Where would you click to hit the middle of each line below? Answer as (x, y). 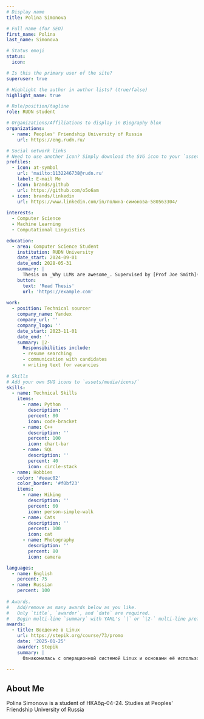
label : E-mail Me (39, 179)
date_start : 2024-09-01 (47, 258)
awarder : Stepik (38, 647)
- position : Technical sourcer (51, 308)
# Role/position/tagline (38, 106)
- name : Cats (39, 517)
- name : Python (42, 404)
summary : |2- (34, 342)
